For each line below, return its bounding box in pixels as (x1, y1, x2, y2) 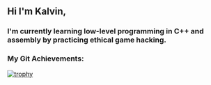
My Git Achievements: (7, 54, 84, 63)
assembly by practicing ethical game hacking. (7, 35, 167, 45)
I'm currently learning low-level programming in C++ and (7, 26, 204, 36)
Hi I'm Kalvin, (7, 6, 67, 17)
